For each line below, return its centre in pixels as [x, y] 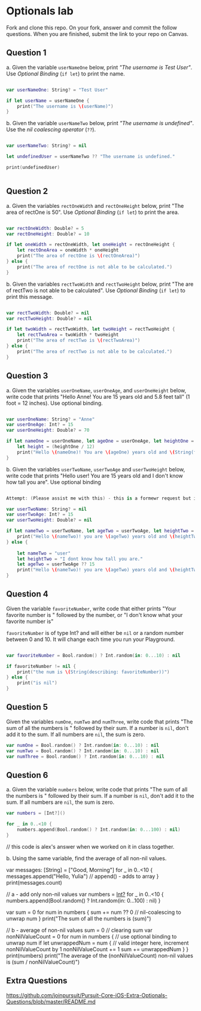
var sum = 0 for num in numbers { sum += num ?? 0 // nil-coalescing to [94, 912]
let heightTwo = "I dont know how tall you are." [80, 559]
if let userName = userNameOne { [48, 101]
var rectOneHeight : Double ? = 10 [48, 234]
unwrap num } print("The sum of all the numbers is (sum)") [79, 918]
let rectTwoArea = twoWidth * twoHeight [68, 335]
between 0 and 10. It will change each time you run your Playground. [91, 639]
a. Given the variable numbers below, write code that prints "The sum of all [97, 789]
